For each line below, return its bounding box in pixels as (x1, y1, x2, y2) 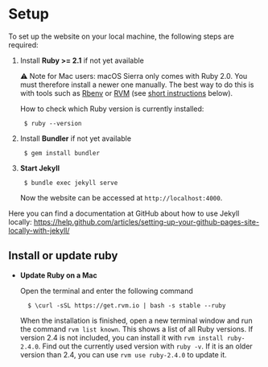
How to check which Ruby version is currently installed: (19, 104, 204, 113)
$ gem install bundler (23, 149, 101, 157)
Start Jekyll (19, 163, 60, 173)
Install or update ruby (8, 249, 118, 262)
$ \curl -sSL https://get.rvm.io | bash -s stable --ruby (27, 301, 226, 310)
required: (8, 39, 39, 49)
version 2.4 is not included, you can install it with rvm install (19, 332, 224, 342)
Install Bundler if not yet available (19, 134, 131, 143)
